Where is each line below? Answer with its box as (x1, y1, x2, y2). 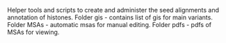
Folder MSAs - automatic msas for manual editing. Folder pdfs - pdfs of (7, 21, 212, 28)
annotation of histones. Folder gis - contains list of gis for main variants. (7, 13, 213, 21)
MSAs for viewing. (7, 28, 60, 36)
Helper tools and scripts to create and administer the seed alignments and (7, 6, 219, 14)
